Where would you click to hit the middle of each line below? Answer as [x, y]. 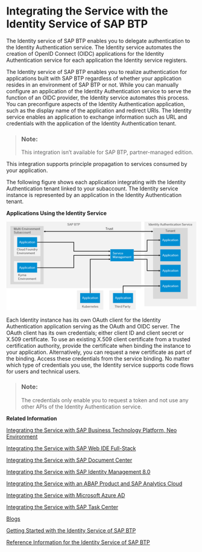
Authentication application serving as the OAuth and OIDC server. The [93, 326]
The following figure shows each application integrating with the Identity [96, 182]
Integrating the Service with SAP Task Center [62, 507]
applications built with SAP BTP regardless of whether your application [94, 78]
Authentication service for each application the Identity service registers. [97, 60]
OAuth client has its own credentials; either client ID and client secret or [95, 333]
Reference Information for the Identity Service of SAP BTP [78, 542]
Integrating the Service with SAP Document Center [69, 460]
